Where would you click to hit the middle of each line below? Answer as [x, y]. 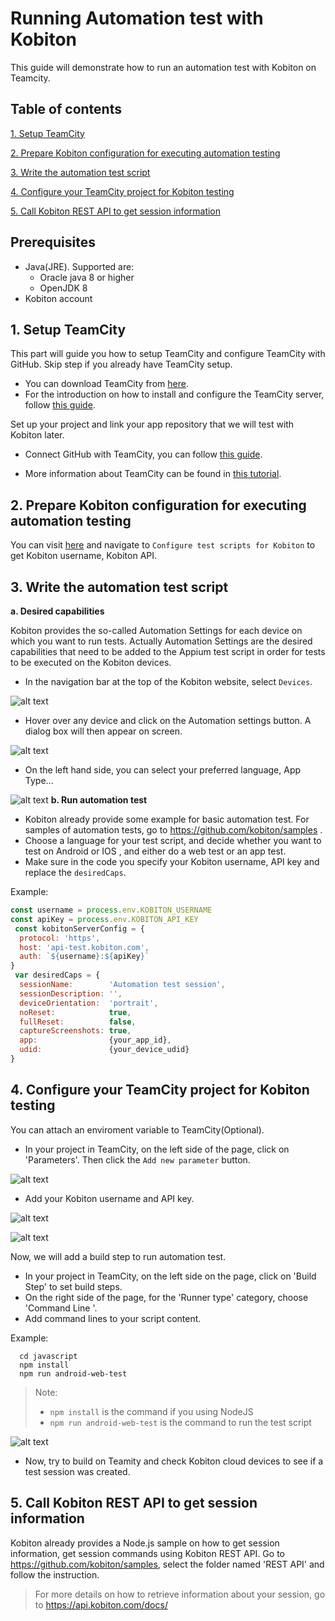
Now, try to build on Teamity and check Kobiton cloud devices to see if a [174, 1461]
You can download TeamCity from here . [106, 384]
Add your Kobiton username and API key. [109, 1198]
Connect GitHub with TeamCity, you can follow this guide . [143, 454]
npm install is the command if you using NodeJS [151, 1411]
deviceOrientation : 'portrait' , [89, 1003]
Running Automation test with [137, 18]
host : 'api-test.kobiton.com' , [84, 947]
